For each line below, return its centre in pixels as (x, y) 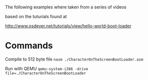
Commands (29, 46)
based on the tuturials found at (36, 16)
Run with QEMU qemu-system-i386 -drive (47, 68)
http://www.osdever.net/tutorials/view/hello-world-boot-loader (68, 26)
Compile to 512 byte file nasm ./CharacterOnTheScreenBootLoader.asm (74, 59)
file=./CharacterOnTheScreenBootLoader (46, 73)
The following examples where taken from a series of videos (66, 7)
